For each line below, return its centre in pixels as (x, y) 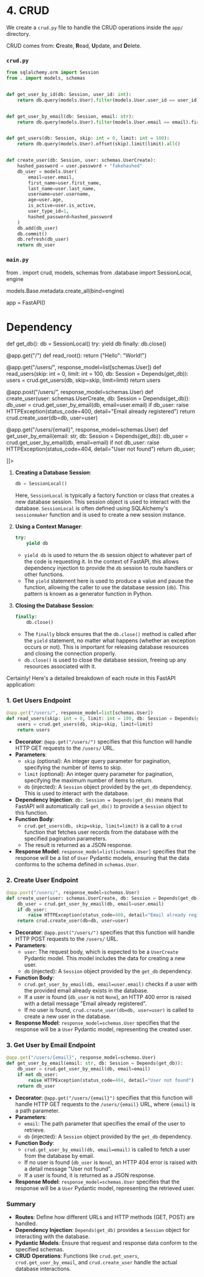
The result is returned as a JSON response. (78, 845)
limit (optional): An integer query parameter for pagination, (99, 773)
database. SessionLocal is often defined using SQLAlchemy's (92, 508)
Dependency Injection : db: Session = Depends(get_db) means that (99, 800)
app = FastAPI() (26, 302)
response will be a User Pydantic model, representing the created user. (104, 1030)
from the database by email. (59, 1155)
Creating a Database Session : (53, 472)
